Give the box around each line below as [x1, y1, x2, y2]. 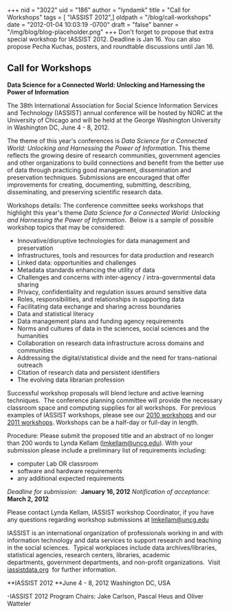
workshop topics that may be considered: [7, 223, 125, 231]
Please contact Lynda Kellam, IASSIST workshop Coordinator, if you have [7, 508, 214, 516]
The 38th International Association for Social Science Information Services [7, 101, 219, 110]
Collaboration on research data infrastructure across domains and [16, 339, 204, 347]
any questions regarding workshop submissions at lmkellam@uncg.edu [7, 515, 210, 523]
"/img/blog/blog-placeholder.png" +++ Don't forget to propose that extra [7, 28, 214, 36]
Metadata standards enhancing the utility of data [16, 265, 155, 274]
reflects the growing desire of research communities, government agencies [7, 151, 221, 159]
